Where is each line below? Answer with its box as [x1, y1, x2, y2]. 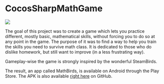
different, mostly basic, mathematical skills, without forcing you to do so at [5, 33, 155, 39]
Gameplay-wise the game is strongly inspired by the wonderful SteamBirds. [5, 58, 158, 64]
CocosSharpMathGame [5, 3, 103, 14]
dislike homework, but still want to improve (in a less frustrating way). [5, 49, 145, 55]
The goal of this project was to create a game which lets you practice [5, 28, 145, 34]
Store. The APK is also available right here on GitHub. [5, 73, 113, 79]
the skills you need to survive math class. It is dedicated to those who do [5, 43, 152, 49]
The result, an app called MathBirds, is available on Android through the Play [5, 68, 160, 74]
